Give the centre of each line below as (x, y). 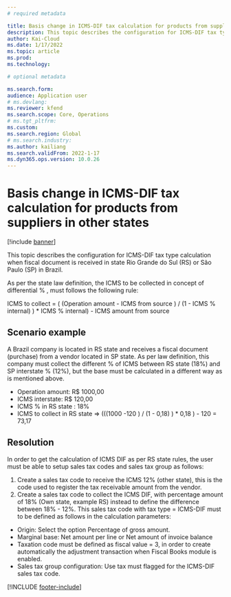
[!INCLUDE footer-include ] (44, 587)
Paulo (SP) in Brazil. (35, 270)
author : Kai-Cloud (33, 39)
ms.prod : (20, 58)
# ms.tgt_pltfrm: (32, 121)
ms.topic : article (33, 52)
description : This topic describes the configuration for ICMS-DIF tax (112, 32)
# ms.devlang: (27, 102)
